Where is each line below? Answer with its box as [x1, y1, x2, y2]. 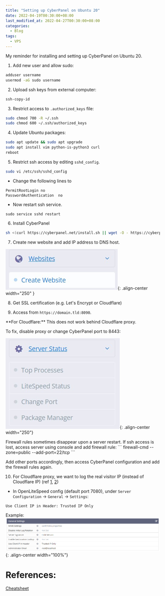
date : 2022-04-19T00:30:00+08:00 [5, 13, 74, 18]
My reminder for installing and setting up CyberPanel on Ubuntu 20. [5, 53, 142, 59]
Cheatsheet [5, 586, 29, 592]
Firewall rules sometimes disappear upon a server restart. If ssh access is [5, 439, 154, 445]
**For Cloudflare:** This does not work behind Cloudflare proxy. [5, 319, 137, 324]
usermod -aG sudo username [5, 77, 61, 83]
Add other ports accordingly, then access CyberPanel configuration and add [5, 459, 160, 465]
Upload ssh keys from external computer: [12, 86, 97, 93]
